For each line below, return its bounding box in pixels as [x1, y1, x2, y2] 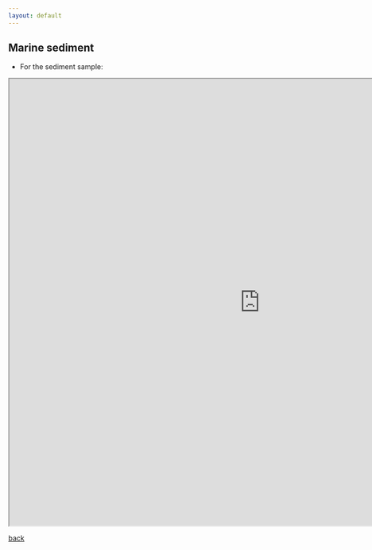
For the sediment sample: [19, 62, 103, 72]
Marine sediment [8, 41, 95, 55]
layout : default [8, 11, 62, 20]
